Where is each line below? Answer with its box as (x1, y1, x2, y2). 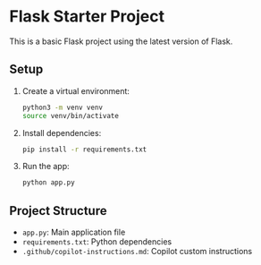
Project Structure (9, 203, 107, 218)
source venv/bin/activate (21, 111, 119, 120)
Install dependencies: (21, 127, 102, 138)
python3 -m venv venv (21, 103, 104, 112)
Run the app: (21, 161, 70, 172)
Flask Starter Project (9, 6, 165, 27)
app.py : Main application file (21, 227, 126, 238)
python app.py (21, 178, 75, 187)
